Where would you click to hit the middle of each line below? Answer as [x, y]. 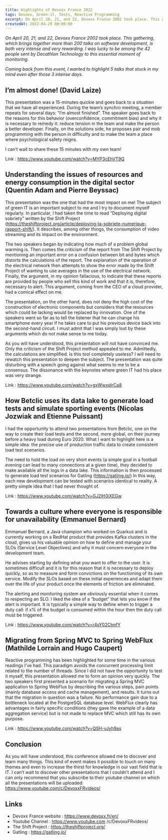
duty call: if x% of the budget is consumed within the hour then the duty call [83, 609]
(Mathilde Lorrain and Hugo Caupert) [64, 648]
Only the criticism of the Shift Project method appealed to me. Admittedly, [81, 348]
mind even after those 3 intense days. [44, 74]
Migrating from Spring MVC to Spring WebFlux [79, 640]
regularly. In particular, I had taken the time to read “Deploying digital [76, 213]
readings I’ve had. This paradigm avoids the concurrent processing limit [79, 666]
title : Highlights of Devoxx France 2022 [49, 10]
